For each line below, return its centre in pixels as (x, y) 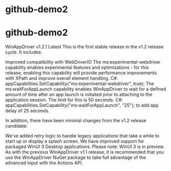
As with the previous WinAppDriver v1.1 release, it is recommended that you (85, 152)
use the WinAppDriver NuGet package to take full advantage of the (76, 158)
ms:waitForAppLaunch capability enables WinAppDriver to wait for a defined (86, 89)
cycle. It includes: (24, 52)
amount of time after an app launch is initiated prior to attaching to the (79, 95)
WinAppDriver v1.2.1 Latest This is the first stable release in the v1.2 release (84, 47)
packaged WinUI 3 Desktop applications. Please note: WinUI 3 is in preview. (85, 147)
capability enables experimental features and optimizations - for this (77, 68)
